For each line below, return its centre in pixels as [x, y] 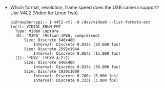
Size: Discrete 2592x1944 [52, 49]
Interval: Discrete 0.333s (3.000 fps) [76, 80]
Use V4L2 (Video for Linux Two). [45, 13]
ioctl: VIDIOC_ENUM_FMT [36, 27]
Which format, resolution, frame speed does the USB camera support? [85, 7]
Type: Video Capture [37, 31]
